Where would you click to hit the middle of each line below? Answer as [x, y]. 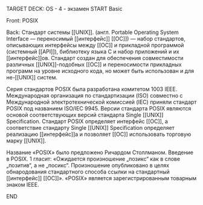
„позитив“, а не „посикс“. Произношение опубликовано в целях [88, 165]
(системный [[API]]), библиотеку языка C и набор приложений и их [93, 52]
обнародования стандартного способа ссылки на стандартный [88, 172]
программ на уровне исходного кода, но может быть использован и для [100, 71]
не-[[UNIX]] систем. [32, 77]
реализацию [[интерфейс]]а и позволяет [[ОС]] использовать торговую [99, 134]
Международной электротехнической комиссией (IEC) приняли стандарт [101, 102]
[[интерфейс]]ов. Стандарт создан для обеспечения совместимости [95, 58]
